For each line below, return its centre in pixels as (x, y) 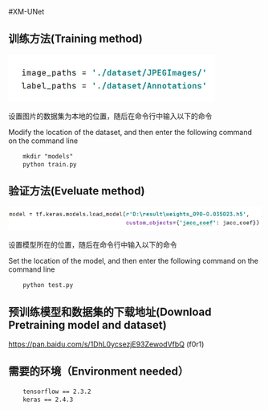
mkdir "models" (48, 156)
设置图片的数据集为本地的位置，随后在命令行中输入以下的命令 (110, 116)
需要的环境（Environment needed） (99, 372)
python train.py (50, 164)
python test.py (48, 285)
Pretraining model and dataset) (87, 325)
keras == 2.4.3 (48, 400)
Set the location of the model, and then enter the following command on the (134, 261)
